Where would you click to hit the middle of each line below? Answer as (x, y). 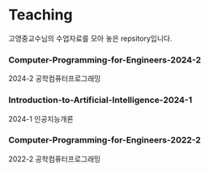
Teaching (41, 15)
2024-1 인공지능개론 (41, 118)
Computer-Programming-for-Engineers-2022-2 (104, 140)
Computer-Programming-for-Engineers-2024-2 (105, 60)
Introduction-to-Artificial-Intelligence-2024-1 (100, 100)
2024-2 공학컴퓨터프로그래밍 (55, 79)
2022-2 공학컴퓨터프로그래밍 (55, 159)
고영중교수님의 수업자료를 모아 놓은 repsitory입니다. (90, 38)
